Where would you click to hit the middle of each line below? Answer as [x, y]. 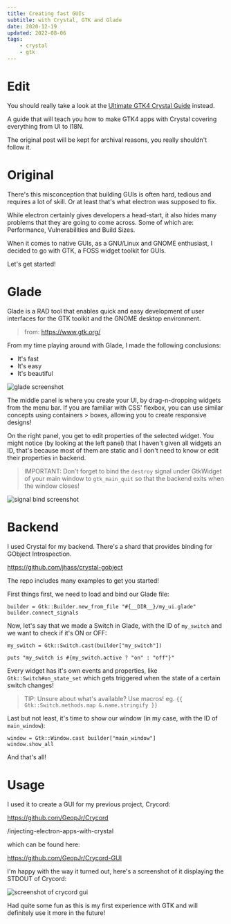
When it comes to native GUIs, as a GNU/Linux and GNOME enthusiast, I [110, 243]
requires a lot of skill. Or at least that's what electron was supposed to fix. [112, 201]
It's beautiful [35, 373]
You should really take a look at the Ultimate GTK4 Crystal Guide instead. [111, 105]
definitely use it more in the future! [56, 913]
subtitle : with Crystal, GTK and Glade [65, 20]
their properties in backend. [47, 458]
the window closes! [52, 486]
